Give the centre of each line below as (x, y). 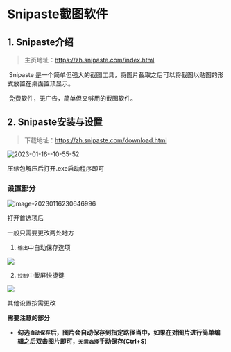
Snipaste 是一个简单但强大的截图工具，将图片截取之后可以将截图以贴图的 (113, 75)
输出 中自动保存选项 (44, 248)
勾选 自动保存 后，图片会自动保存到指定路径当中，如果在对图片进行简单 (116, 333)
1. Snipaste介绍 (41, 42)
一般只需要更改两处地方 (41, 233)
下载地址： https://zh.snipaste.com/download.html (96, 140)
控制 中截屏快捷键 (41, 276)
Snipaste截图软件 (58, 14)
